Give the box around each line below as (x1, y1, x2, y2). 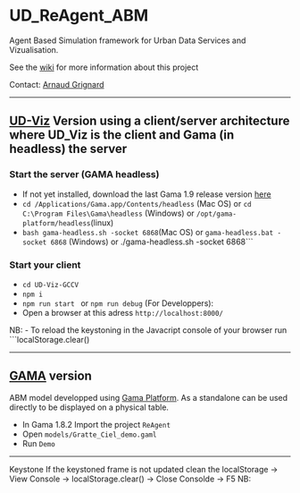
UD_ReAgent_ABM (9, 5, 149, 26)
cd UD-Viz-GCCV (21, 280, 79, 289)
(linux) (90, 217, 114, 228)
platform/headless (21, 218, 91, 228)
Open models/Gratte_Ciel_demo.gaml (21, 429, 157, 439)
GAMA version (9, 369, 92, 384)
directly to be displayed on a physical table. (9, 402, 170, 412)
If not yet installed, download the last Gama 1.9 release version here (21, 189, 271, 200)
